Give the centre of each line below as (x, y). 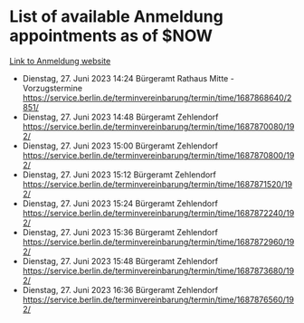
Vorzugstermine (52, 88)
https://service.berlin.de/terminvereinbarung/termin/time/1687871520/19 (157, 184)
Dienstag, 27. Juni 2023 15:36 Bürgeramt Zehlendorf (120, 232)
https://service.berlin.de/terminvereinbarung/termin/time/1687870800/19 (158, 155)
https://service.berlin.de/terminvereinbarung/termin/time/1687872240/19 (158, 213)
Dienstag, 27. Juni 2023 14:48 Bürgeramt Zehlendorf (120, 117)
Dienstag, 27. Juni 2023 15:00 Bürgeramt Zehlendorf (120, 146)
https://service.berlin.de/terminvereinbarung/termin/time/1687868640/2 (157, 98)
